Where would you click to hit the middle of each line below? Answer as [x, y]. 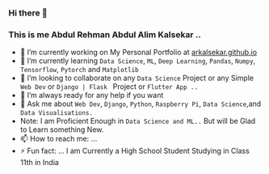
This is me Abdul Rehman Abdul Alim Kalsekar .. [105, 34]
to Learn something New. [62, 129]
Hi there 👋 [28, 13]
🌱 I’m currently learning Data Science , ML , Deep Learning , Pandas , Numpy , [138, 61]
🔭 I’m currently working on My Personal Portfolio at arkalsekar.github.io [138, 53]
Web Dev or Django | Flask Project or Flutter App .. [109, 87]
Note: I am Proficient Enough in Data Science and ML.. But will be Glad [138, 121]
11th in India [39, 163]
